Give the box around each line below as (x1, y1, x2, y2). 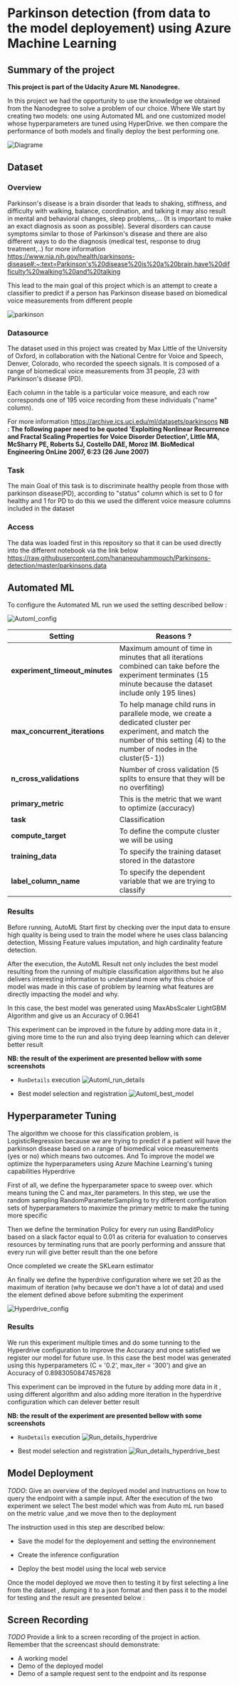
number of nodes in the (119, 744, 198, 754)
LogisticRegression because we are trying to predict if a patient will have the (7, 1136, 232, 1145)
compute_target (11, 831, 66, 841)
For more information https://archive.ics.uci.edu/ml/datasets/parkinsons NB (7, 417, 229, 425)
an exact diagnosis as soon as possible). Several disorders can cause (7, 221, 211, 230)
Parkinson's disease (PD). (7, 374, 83, 383)
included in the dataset (7, 505, 75, 513)
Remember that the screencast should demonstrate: (7, 1640, 160, 1649)
